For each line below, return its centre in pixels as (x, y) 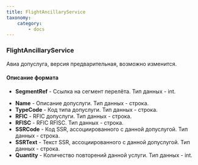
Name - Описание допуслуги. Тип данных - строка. (82, 103)
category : (30, 23)
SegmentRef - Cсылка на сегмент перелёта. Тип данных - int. (95, 91)
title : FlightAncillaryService (46, 12)
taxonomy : (19, 18)
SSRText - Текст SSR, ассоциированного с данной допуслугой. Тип (103, 142)
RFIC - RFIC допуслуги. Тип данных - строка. (73, 116)
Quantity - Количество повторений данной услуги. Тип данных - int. (104, 155)
